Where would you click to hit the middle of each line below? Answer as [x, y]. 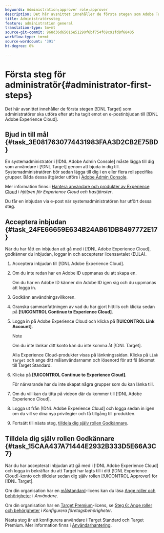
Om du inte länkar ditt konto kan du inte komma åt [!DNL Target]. [77, 346]
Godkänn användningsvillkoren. [44, 297]
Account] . [22, 327]
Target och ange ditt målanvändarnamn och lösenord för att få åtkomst [83, 360]
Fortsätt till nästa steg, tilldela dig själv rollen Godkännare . [70, 423]
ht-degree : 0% [20, 46]
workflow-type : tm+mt [27, 37]
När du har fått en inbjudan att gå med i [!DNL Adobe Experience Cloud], [78, 249]
